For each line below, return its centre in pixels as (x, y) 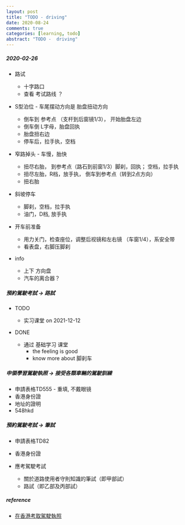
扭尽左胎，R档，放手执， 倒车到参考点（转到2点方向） (90, 174)
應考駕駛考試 (30, 466)
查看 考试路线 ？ (43, 94)
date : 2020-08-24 (27, 23)
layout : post (22, 12)
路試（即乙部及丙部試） (52, 486)
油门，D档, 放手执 (45, 214)
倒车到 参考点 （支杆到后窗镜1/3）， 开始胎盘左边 (82, 119)
